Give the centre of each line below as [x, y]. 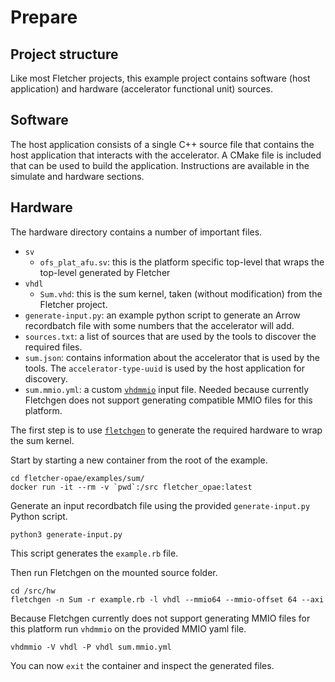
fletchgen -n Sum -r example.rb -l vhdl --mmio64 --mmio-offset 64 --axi [167, 599]
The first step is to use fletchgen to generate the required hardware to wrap [166, 430]
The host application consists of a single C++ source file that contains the [162, 144]
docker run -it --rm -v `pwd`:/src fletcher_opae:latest [131, 487]
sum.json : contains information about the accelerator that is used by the [172, 357]
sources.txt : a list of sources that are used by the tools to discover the [170, 336]
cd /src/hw [33, 591]
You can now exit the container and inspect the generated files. [142, 665]
